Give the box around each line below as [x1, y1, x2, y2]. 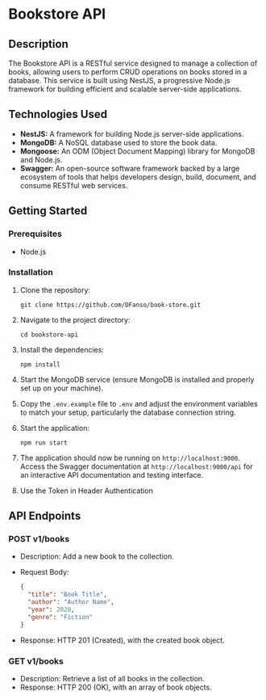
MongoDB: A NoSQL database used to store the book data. [19, 137, 218, 147]
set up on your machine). [19, 383, 103, 393]
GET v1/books [8, 656, 64, 667]
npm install [19, 361, 60, 369]
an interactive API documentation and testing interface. [19, 470, 204, 479]
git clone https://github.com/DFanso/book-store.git [19, 301, 202, 309]
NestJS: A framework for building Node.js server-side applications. [19, 129, 244, 138]
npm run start [19, 438, 68, 447]
